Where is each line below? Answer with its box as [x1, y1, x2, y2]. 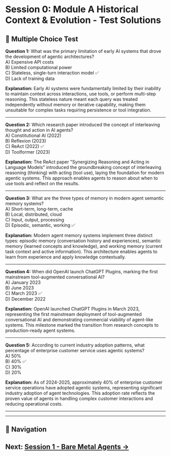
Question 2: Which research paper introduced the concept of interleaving [5, 122, 160, 128]
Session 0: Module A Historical [5, 4, 138, 15]
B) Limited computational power [5, 65, 72, 70]
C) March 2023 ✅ [5, 290, 42, 296]
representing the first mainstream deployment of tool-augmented [5, 311, 142, 317]
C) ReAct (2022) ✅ [5, 144, 45, 149]
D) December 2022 [5, 296, 46, 302]
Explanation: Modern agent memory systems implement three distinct [5, 233, 153, 238]
